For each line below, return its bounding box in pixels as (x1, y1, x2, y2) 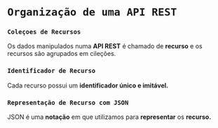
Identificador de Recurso (7, 67, 96, 75)
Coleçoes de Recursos (7, 28, 81, 36)
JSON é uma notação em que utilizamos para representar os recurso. (7, 113, 212, 121)
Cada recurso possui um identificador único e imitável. (7, 81, 169, 90)
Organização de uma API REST (7, 6, 177, 19)
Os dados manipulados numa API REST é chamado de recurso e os (7, 42, 203, 50)
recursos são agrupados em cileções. (7, 50, 116, 58)
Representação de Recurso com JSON (7, 99, 129, 106)
